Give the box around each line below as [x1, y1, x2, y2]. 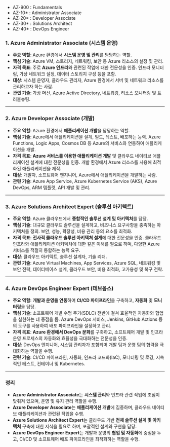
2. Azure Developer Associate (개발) [5, 115, 95, 122]
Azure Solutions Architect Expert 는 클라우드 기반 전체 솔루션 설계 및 [12, 417, 152, 423]
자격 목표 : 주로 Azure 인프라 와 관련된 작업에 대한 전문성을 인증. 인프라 [12, 64, 151, 70]
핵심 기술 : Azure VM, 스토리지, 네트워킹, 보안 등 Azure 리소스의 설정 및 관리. [12, 58, 163, 64]
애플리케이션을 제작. [22, 165, 62, 171]
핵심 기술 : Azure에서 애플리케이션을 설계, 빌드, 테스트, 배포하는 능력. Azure [12, 134, 161, 140]
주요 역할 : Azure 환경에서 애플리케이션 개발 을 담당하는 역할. [12, 127, 130, 133]
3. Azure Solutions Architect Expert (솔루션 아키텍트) [5, 203, 134, 210]
